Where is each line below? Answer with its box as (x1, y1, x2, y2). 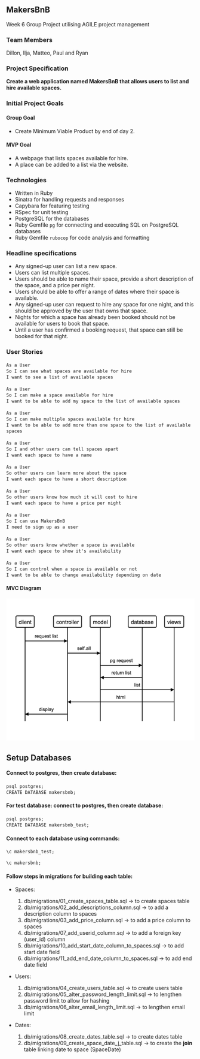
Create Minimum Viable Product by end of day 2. (14, 127, 136, 134)
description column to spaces (23, 910, 97, 917)
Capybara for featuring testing (14, 202, 90, 209)
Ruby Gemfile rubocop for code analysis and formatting (14, 234, 150, 242)
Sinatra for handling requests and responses (14, 196, 124, 203)
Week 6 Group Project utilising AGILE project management (6, 20, 150, 28)
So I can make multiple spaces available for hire (6, 416, 135, 422)
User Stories (6, 348, 44, 356)
